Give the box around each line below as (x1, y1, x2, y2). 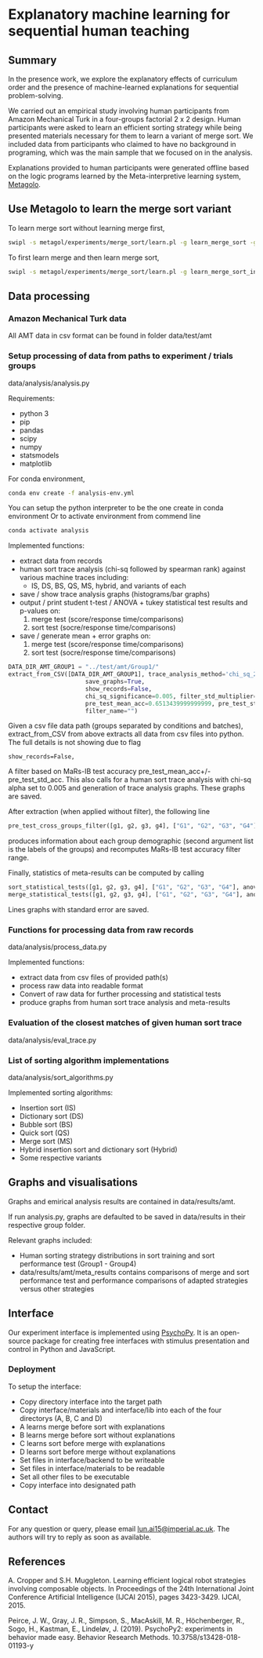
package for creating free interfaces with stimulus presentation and (32, 1336, 250, 1346)
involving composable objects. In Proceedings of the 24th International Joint (8, 1584, 254, 1594)
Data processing (8, 289, 90, 303)
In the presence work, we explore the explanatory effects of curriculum (8, 75, 237, 83)
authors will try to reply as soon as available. (8, 1532, 152, 1542)
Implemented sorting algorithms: (8, 1087, 113, 1097)
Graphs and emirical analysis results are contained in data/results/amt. (8, 1196, 236, 1206)
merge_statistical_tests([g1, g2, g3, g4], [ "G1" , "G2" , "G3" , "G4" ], (8, 891, 243, 899)
